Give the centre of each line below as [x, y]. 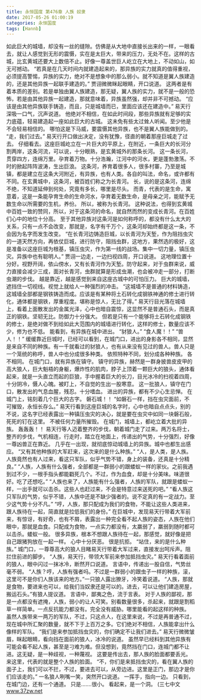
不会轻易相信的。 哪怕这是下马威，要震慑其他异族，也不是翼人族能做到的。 [99, 129]
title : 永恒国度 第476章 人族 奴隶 [46, 12]
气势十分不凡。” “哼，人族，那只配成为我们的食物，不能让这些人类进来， [105, 504]
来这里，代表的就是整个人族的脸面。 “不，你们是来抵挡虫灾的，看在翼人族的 [100, 662]
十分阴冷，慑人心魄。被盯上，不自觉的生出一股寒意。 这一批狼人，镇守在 [96, 384]
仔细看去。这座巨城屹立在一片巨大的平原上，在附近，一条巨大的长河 [102, 144]
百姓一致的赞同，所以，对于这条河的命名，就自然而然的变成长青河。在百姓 [103, 211]
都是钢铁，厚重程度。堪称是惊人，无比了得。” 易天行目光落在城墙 [106, 301]
